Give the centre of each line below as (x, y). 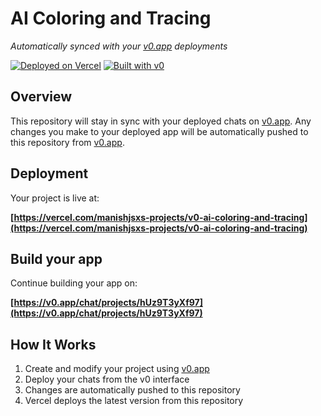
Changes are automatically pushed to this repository (132, 390)
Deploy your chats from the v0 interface (107, 379)
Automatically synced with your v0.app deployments (119, 46)
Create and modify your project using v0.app (117, 369)
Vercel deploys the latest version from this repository (134, 401)
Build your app (56, 258)
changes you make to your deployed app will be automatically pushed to (159, 131)
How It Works (53, 344)
